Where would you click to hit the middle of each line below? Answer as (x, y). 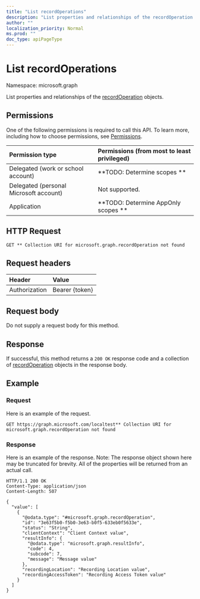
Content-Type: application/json (46, 486)
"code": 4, (41, 548)
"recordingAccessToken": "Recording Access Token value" (94, 575)
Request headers (39, 263)
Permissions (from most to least (144, 151)
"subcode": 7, (45, 554)
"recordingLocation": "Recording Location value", (86, 569)
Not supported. (119, 189)
